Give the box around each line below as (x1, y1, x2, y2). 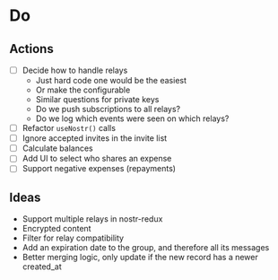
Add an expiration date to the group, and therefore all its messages (22, 242, 270, 253)
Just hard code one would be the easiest (35, 75, 187, 86)
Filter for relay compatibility (22, 232, 124, 243)
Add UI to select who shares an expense (22, 153, 172, 164)
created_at (22, 261, 62, 272)
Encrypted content (22, 223, 91, 234)
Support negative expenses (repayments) (22, 163, 177, 174)
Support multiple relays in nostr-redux (22, 214, 163, 224)
